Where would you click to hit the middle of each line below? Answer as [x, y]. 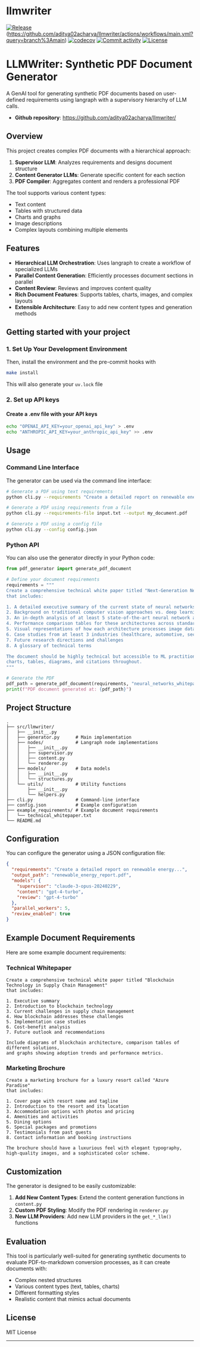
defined [16, 99]
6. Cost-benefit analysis [38, 1027]
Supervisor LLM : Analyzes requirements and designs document [93, 162]
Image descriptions [38, 223]
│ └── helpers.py [36, 794]
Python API [23, 545]
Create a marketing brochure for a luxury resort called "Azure [87, 1080]
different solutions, [33, 1048]
